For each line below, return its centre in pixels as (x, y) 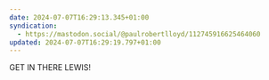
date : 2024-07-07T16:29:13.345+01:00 (79, 17)
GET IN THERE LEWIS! (50, 68)
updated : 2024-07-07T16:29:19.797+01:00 (86, 42)
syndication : (33, 26)
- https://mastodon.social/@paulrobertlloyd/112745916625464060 (139, 34)
